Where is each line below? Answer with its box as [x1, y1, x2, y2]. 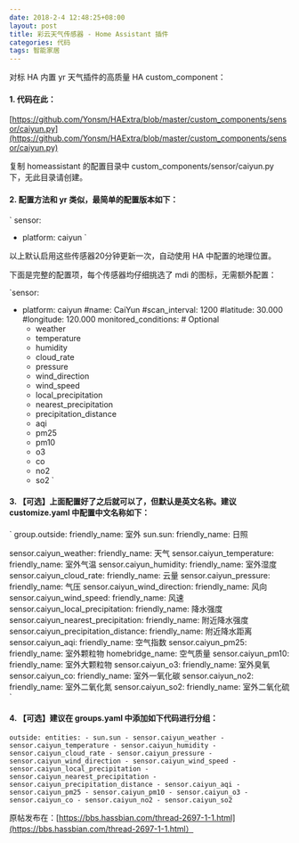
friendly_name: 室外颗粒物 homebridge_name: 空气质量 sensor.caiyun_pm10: [9, 648, 290, 659]
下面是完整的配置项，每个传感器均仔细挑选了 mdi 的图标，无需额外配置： [9, 269, 278, 280]
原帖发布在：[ [9, 812, 60, 823]
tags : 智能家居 [9, 46, 61, 55]
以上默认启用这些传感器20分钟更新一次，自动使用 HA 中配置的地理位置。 [9, 250, 277, 261]
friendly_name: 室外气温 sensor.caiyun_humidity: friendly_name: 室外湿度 [9, 559, 278, 569]
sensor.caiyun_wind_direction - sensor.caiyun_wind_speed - [9, 757, 238, 765]
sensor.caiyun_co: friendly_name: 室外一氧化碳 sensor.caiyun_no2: [9, 670, 255, 681]
